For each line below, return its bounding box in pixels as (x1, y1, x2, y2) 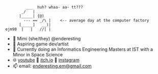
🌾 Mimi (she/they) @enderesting (12, 36, 81, 41)
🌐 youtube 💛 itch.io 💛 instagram (12, 57, 80, 63)
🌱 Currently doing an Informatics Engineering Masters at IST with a (12, 46, 153, 52)
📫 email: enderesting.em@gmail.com (12, 63, 92, 69)
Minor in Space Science (12, 52, 63, 57)
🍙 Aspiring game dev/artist (12, 41, 69, 47)
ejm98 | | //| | (5, 27, 51, 32)
